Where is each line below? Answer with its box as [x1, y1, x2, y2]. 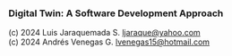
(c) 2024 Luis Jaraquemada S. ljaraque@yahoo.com [8, 28, 201, 38]
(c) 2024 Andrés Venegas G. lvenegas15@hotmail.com [8, 36, 211, 47]
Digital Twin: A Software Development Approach [8, 7, 224, 20]
